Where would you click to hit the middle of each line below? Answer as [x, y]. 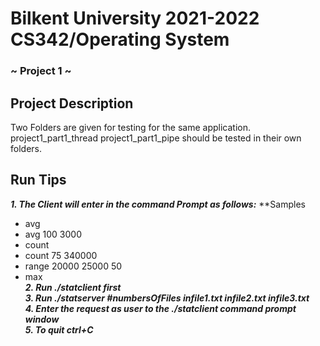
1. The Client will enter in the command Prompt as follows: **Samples [158, 204]
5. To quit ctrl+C [59, 329]
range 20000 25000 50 [73, 266]
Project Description [72, 103]
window [42, 319]
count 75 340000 [61, 255]
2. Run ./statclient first [73, 287]
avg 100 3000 [53, 234]
